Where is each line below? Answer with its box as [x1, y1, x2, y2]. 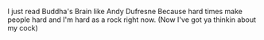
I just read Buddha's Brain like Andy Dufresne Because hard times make [7, 7, 243, 16]
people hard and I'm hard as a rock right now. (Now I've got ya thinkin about [7, 15, 256, 24]
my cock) [7, 24, 39, 32]
